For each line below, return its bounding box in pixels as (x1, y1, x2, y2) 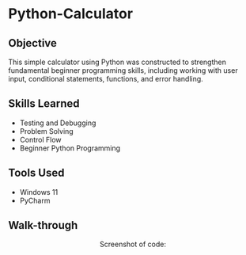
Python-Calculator (8, 5, 133, 23)
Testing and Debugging (19, 118, 97, 127)
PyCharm (19, 196, 51, 205)
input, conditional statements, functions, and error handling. (8, 74, 203, 83)
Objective (8, 36, 58, 50)
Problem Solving (19, 126, 74, 135)
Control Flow (19, 135, 62, 144)
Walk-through (8, 219, 78, 232)
